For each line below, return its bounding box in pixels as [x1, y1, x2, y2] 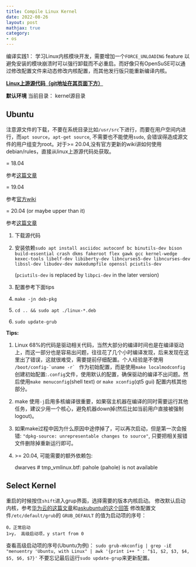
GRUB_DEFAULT [62, 512, 94, 519]
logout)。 [14, 412, 37, 419]
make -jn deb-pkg [14, 296, 57, 302]
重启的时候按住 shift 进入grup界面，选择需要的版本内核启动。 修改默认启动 [6, 497, 186, 504]
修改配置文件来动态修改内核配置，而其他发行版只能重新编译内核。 [11, 67, 170, 74]
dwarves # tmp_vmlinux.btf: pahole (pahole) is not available [14, 464, 158, 471]
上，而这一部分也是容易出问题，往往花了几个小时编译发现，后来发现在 [14, 348, 184, 355]
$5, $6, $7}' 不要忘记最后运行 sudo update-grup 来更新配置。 [6, 554, 153, 561]
